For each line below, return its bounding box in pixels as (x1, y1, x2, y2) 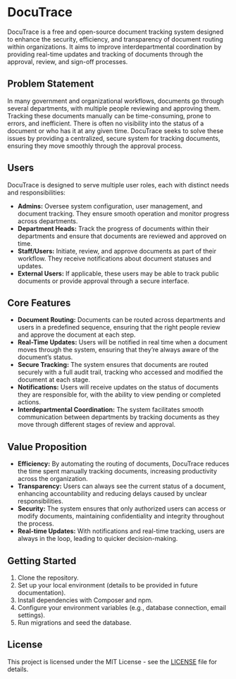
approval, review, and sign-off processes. (7, 57, 128, 66)
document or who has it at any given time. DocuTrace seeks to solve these (7, 126, 224, 135)
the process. (17, 519, 54, 528)
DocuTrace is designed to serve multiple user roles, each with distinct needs (7, 180, 230, 189)
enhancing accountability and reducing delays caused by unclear (17, 490, 208, 498)
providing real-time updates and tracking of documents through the (7, 50, 204, 58)
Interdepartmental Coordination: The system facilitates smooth (17, 406, 204, 414)
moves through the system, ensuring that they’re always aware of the (17, 346, 219, 354)
